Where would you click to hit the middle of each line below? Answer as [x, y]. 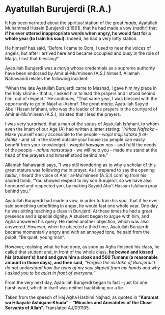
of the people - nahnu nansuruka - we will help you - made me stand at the [81, 150]
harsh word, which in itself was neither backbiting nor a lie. [65, 287]
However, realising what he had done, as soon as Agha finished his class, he [82, 246]
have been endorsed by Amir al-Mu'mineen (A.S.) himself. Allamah [72, 73]
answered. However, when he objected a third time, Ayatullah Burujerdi [77, 227]
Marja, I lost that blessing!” [32, 58]
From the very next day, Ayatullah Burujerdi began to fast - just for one [76, 282]
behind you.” [18, 191]
